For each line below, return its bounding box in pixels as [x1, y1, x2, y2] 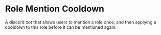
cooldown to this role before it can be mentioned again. [5, 24, 116, 30]
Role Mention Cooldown [5, 3, 104, 14]
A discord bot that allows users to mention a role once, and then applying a [5, 19, 157, 25]
